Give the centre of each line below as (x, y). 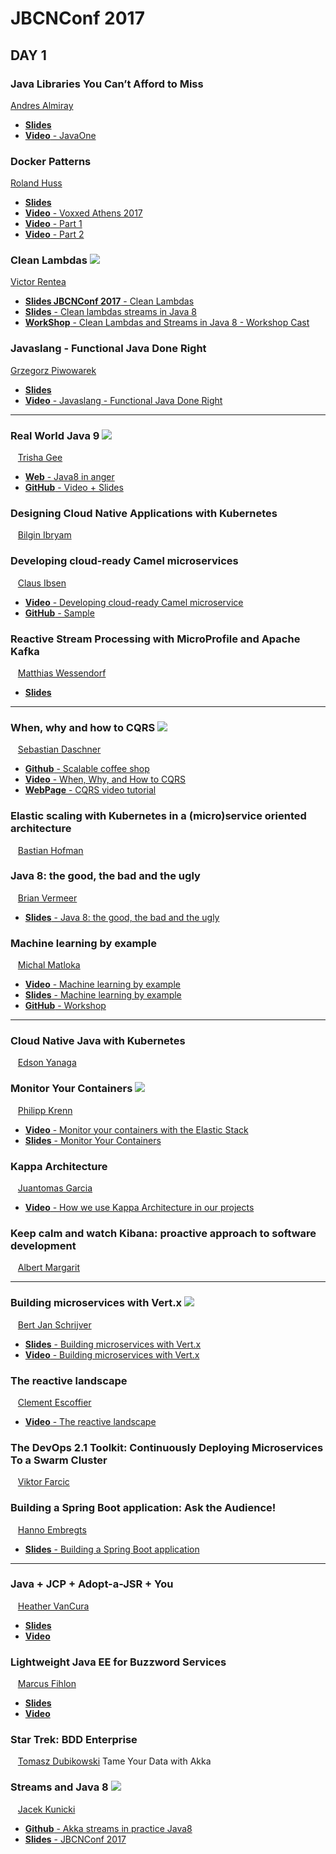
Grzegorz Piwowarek (53, 370)
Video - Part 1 (53, 224)
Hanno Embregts (52, 1529)
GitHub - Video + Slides (74, 488)
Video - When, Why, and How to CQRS (105, 779)
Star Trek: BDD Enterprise (74, 1740)
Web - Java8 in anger (69, 477)
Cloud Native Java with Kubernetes (98, 1041)
